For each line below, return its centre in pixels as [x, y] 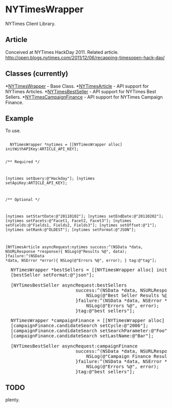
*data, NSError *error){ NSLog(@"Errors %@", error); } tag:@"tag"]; [81, 260]
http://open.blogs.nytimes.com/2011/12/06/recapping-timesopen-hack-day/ [85, 57]
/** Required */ [23, 162]
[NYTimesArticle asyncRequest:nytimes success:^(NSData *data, [74, 247]
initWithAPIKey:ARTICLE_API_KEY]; [42, 149]
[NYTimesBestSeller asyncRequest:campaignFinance [74, 346]
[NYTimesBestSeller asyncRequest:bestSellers [69, 285]
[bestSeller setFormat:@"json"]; [52, 275]
